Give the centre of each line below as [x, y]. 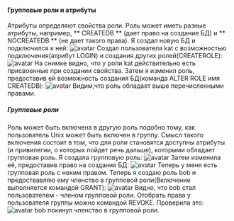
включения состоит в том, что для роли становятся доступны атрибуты [116, 142]
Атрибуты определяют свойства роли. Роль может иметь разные [107, 25]
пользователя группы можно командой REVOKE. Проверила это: [106, 203]
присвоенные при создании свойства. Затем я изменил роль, [101, 71]
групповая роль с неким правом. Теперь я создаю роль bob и [102, 173]
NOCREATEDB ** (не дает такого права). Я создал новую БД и [101, 41]
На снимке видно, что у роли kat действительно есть [115, 63]
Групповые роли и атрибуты [52, 10]
